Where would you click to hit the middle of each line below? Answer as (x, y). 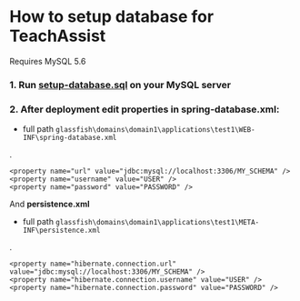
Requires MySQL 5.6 (48, 61)
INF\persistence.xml (61, 231)
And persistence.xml (50, 204)
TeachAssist (58, 36)
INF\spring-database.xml (70, 138)
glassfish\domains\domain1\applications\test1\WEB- (156, 130)
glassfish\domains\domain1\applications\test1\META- (158, 223)
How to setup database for (112, 17)
